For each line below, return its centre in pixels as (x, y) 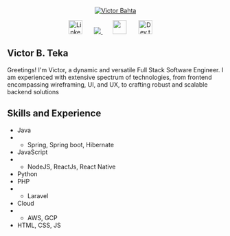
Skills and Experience (54, 114)
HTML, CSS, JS (39, 225)
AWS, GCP (42, 217)
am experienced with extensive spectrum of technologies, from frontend (110, 77)
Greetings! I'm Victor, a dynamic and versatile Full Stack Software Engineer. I (115, 69)
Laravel (38, 195)
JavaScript (32, 152)
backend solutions (33, 92)
